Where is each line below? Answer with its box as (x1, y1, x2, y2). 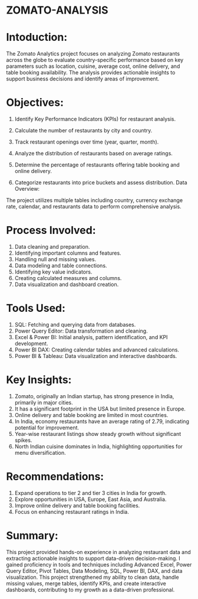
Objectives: (6, 96, 64, 109)
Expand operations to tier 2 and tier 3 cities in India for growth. (14, 489, 167, 496)
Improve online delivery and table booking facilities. (14, 502, 140, 509)
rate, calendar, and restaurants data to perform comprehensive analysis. (6, 203, 181, 210)
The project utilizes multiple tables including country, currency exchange (6, 197, 183, 204)
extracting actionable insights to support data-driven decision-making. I (6, 555, 181, 562)
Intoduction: (6, 31, 68, 44)
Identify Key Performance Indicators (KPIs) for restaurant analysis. (14, 116, 176, 123)
